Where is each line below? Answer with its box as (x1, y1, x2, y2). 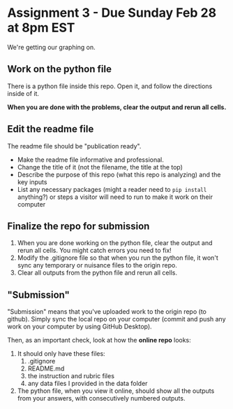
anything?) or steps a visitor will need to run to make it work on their (17, 193, 213, 201)
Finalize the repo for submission (7, 220, 150, 232)
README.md (27, 364, 65, 373)
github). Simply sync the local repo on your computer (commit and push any (7, 315, 226, 324)
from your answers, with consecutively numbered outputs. (17, 394, 186, 403)
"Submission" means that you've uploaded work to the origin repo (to (7, 307, 207, 316)
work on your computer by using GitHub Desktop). (7, 322, 152, 331)
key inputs (17, 177, 47, 186)
